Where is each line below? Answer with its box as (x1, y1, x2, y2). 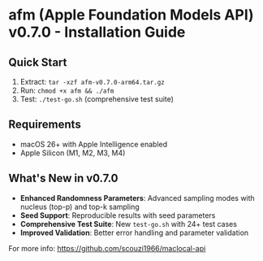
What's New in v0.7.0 (8, 172, 119, 185)
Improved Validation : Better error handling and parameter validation (19, 228, 249, 237)
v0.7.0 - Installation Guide (8, 23, 186, 41)
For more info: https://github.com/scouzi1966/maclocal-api (8, 243, 206, 253)
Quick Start (8, 55, 67, 69)
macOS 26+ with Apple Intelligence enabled (19, 139, 168, 149)
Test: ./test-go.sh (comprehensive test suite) (19, 94, 175, 103)
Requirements (8, 118, 81, 132)
